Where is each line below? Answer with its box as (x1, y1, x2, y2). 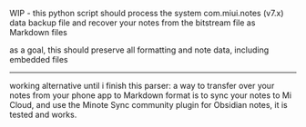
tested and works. (9, 109, 77, 120)
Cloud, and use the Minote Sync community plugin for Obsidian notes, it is (9, 100, 289, 110)
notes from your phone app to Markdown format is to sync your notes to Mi (9, 90, 292, 101)
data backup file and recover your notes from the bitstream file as (9, 17, 256, 28)
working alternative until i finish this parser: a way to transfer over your (9, 81, 275, 91)
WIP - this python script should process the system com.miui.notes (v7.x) (9, 8, 284, 18)
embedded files (9, 54, 68, 64)
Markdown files (9, 27, 68, 37)
